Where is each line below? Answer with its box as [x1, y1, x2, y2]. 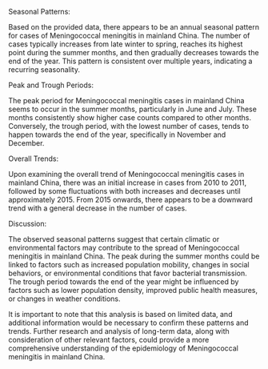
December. [8, 138, 45, 147]
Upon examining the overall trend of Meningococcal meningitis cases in [8, 170, 245, 178]
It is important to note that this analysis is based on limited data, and [8, 310, 233, 319]
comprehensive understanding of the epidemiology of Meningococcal [8, 343, 238, 353]
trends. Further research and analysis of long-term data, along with [8, 327, 230, 335]
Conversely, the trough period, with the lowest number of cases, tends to [8, 122, 250, 130]
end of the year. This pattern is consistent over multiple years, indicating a [8, 56, 253, 66]
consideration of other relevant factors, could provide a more [8, 335, 210, 344]
